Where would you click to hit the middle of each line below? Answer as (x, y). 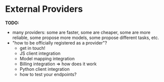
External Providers (44, 9)
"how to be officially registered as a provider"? (60, 42)
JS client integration (40, 53)
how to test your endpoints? (48, 74)
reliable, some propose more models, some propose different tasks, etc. (85, 38)
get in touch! (32, 48)
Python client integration (45, 69)
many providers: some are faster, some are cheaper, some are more (81, 32)
